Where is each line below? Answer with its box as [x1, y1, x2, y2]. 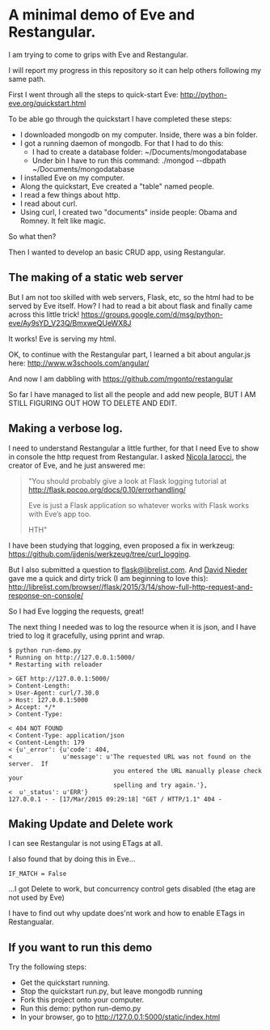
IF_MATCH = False [8, 870, 67, 878]
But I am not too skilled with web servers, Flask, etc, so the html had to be [8, 292, 255, 301]
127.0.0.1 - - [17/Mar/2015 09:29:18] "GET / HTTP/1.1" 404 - [8, 795, 222, 803]
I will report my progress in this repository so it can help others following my [8, 65, 261, 75]
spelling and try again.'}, [112, 780, 208, 789]
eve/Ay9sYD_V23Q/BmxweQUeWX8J [8, 318, 132, 327]
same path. [8, 74, 46, 83]
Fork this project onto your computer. [19, 995, 145, 1005]
